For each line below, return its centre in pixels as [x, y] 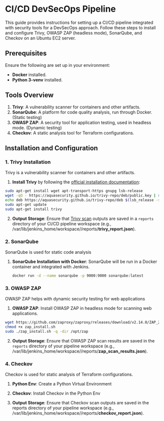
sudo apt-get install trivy [34, 209]
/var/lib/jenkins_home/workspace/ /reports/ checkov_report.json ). [78, 413]
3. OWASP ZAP [23, 288]
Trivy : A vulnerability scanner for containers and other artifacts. [76, 107]
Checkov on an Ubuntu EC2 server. [41, 38]
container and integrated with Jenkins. [51, 266]
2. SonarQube [22, 241]
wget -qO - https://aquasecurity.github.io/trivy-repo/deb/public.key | [81, 196]
